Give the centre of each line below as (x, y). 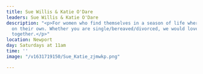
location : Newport (29, 40)
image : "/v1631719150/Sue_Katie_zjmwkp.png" (63, 57)
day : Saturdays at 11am (36, 46)
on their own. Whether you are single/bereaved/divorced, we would (98, 29)
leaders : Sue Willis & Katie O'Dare (52, 17)
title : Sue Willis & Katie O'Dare (50, 12)
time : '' (17, 51)
